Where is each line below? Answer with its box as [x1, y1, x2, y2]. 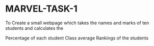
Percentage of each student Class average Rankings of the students [5, 35, 149, 41]
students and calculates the [5, 25, 64, 31]
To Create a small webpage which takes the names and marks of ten [5, 20, 149, 26]
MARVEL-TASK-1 [5, 3, 78, 15]
